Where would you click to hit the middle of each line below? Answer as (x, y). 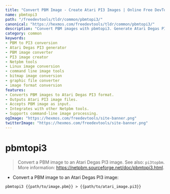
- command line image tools (35, 71)
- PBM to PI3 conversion (31, 43)
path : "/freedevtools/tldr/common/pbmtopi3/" (54, 19)
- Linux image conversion (32, 66)
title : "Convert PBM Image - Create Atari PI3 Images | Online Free (79, 10)
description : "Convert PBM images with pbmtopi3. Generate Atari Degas (82, 29)
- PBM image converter (29, 52)
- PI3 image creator (27, 57)
